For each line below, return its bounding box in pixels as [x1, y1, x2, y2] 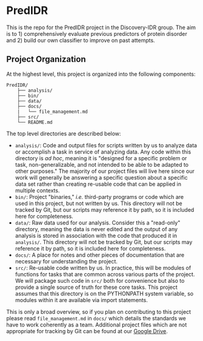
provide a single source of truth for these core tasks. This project [15, 283, 178, 291]
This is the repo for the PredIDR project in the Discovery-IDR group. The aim [6, 24, 196, 31]
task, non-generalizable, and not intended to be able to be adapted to [15, 161, 189, 168]
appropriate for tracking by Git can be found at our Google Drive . [6, 327, 168, 334]
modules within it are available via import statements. [15, 296, 148, 303]
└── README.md [17, 119, 53, 125]
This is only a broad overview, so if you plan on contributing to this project [6, 308, 191, 316]
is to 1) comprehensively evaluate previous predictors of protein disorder [6, 30, 188, 37]
